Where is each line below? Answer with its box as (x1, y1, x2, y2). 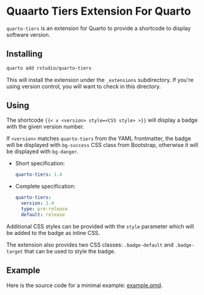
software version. (6, 31, 51, 38)
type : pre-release (21, 206, 68, 212)
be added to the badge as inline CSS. (6, 229, 100, 236)
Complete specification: (15, 182, 76, 190)
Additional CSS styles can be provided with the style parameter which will (6, 222, 194, 230)
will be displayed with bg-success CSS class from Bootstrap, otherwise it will (6, 141, 198, 149)
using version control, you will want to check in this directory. (6, 83, 161, 90)
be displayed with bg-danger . (6, 148, 79, 155)
